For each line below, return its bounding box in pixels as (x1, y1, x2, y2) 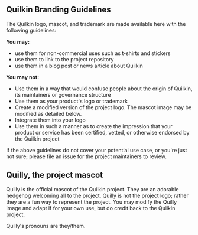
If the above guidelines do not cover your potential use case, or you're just (6, 146, 187, 154)
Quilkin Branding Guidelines (6, 5, 111, 15)
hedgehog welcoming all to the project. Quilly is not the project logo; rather (6, 192, 189, 199)
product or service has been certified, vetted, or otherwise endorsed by (14, 129, 190, 136)
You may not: (6, 73, 40, 80)
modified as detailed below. (14, 110, 82, 117)
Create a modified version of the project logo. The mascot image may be (14, 103, 192, 111)
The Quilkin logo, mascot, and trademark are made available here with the (6, 20, 186, 27)
